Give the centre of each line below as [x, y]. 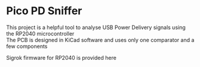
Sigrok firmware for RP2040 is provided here [61, 58]
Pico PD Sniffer [44, 11]
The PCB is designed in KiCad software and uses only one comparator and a [100, 40]
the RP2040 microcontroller [40, 33]
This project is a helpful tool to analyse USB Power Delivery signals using [96, 27]
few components [27, 46]
